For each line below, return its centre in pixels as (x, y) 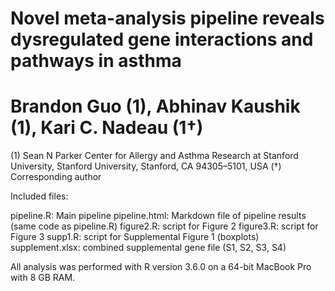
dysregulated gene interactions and (162, 39)
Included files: (39, 196)
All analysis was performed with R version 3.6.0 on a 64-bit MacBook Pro (161, 267)
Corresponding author (56, 177)
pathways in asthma (96, 61)
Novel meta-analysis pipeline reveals (167, 18)
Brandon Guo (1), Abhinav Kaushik (155, 106)
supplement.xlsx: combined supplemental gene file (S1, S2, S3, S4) (148, 248)
